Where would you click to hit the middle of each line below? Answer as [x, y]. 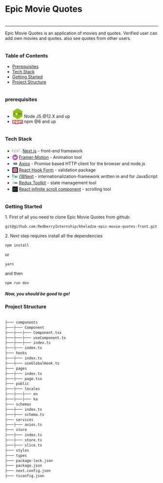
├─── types [16, 455]
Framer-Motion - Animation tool [50, 157]
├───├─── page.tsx [24, 379]
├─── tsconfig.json [25, 476]
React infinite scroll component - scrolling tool [65, 189]
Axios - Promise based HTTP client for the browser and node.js [82, 164]
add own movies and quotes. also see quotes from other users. [68, 38]
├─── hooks [16, 353]
